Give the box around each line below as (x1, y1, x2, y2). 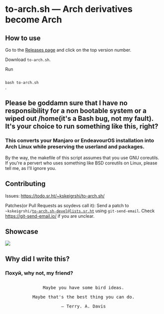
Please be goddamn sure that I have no (5, 99, 128, 107)
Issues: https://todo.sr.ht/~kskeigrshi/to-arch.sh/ (5, 193, 105, 199)
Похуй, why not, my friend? (5, 269, 74, 276)
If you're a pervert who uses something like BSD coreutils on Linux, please (5, 160, 158, 166)
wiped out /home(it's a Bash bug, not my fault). (5, 114, 154, 123)
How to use (5, 34, 41, 42)
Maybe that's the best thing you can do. (32, 294, 135, 300)
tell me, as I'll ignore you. (5, 165, 56, 171)
